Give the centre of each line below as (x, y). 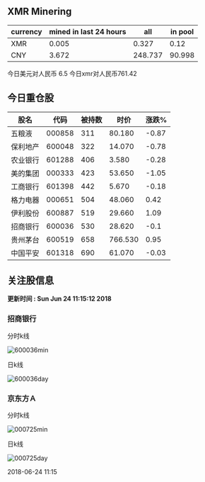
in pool (182, 31)
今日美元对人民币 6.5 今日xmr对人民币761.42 (72, 73)
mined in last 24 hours (88, 31)
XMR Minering (40, 12)
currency (27, 31)
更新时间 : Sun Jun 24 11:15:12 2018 (59, 299)
